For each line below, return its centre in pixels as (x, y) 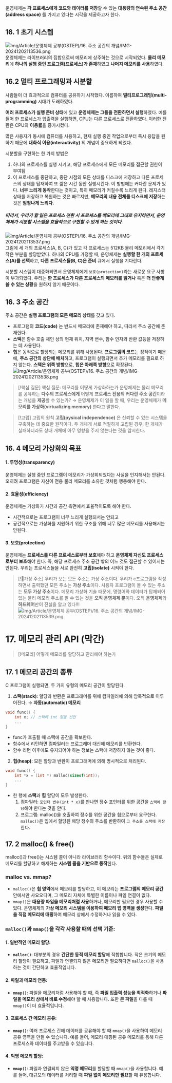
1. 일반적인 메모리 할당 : (28, 942)
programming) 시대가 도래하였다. (40, 101)
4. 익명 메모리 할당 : (24, 1056)
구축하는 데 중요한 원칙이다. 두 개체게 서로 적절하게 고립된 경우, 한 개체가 (90, 424)
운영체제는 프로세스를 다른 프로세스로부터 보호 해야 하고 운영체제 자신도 (76, 555)
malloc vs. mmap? (28, 877)
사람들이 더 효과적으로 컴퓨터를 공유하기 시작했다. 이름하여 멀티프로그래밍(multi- (86, 95)
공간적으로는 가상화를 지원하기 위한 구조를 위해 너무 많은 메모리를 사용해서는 (89, 524)
